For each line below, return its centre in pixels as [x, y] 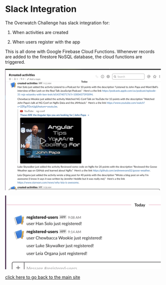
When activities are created [40, 32]
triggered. [15, 62]
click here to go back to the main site [43, 277]
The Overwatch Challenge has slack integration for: [58, 23]
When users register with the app [46, 42]
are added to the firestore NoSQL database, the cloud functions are [74, 57]
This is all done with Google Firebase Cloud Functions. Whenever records [80, 51]
